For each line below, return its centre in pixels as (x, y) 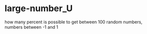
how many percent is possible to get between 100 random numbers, (73, 22)
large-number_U (39, 8)
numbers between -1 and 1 (31, 27)
